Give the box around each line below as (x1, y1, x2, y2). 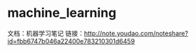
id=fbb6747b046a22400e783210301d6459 (7, 37, 135, 45)
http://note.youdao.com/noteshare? (83, 29, 189, 37)
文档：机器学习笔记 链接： (7, 29, 84, 37)
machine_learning (7, 5, 117, 21)
